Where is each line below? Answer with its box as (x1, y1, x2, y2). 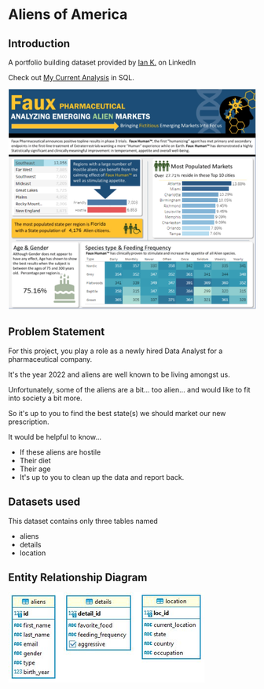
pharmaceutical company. (8, 354, 93, 363)
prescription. (8, 417, 49, 426)
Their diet (19, 455, 51, 465)
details (19, 540, 42, 549)
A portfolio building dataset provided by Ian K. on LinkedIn (8, 57, 196, 67)
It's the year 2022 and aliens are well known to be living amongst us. (8, 370, 230, 379)
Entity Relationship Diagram (8, 570, 148, 584)
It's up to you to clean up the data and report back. (19, 472, 185, 481)
